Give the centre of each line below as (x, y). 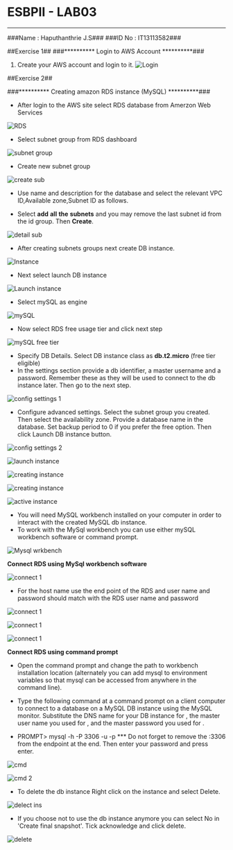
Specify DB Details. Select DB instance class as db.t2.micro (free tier (116, 355)
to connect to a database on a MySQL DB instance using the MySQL (115, 708)
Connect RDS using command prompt (63, 652)
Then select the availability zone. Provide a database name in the (110, 419)
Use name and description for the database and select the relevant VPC (120, 193)
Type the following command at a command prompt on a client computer (121, 701)
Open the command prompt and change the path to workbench (108, 665)
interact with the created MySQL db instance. (82, 522)
